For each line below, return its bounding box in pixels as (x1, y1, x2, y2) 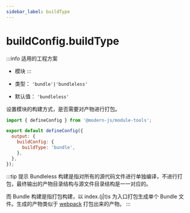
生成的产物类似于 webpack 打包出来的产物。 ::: (16, 200, 131, 207)
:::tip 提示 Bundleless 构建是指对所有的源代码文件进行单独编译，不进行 (6, 173, 178, 180)
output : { (11, 133, 36, 140)
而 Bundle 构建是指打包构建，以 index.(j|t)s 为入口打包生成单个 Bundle (6, 193, 178, 200)
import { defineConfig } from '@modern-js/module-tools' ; (6, 117, 152, 123)
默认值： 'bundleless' (14, 93, 69, 100)
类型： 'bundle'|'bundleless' (14, 80, 88, 87)
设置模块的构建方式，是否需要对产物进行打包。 (6, 105, 120, 112)
